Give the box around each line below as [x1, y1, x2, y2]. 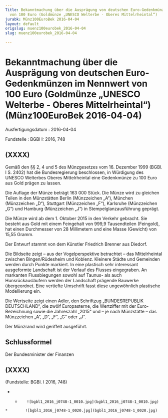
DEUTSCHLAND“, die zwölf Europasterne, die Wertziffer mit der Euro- [5, 303, 149, 309]
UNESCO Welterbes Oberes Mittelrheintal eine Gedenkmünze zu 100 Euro [5, 174, 157, 180]
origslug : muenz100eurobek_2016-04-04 [5, 26, 86, 31]
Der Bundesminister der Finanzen [5, 351, 74, 357]
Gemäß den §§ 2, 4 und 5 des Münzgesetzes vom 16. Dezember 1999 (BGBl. [5, 164, 162, 170]
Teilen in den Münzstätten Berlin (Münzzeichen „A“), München [5, 195, 133, 201]
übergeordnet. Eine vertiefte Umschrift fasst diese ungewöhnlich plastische [5, 283, 160, 289]
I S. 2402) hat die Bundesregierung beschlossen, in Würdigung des [5, 169, 144, 175]
